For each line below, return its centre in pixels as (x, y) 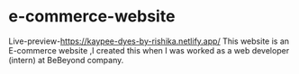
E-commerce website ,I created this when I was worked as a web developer (149, 50)
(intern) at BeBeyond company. (66, 60)
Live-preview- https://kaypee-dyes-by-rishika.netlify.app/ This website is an (149, 41)
